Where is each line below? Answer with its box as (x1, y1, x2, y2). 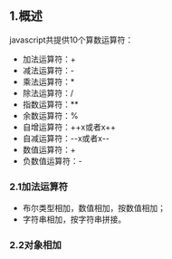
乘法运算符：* (22, 76, 75, 87)
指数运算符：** (22, 99, 79, 110)
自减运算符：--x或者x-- (22, 132, 110, 143)
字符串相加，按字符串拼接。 (22, 214, 127, 225)
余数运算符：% (22, 110, 79, 120)
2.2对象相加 (9, 239, 62, 252)
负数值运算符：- (22, 155, 83, 166)
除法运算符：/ (22, 87, 74, 98)
